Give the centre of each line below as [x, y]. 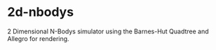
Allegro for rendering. [38, 38]
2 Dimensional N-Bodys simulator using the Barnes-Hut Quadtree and [108, 31]
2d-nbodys [41, 12]
